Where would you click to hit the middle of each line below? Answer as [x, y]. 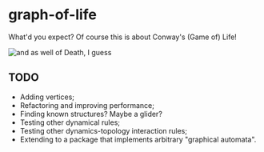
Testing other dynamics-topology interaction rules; [104, 130]
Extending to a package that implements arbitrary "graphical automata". [138, 139]
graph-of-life [53, 15]
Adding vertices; [47, 97]
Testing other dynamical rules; [70, 122]
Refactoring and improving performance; [87, 105]
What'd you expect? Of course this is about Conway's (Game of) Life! [123, 37]
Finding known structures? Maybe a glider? [91, 114]
